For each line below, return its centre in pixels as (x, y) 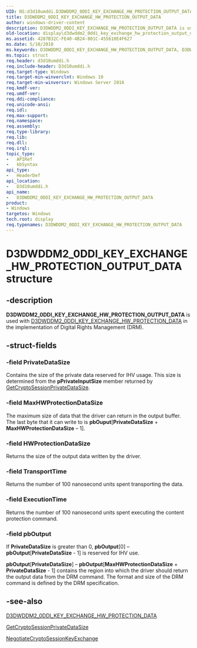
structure (29, 278)
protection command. (32, 519)
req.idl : (17, 110)
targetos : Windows (28, 214)
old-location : (23, 34)
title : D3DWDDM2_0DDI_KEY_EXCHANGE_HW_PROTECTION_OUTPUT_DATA (84, 17)
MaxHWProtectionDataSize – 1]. (46, 428)
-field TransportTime (37, 471)
